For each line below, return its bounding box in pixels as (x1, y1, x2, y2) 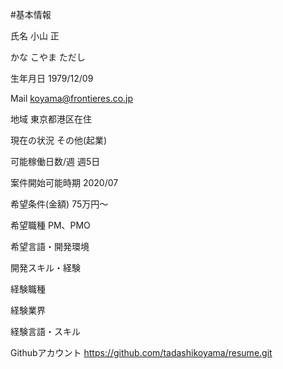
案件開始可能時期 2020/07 (10, 177, 119, 188)
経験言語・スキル (10, 326, 81, 337)
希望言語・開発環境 (10, 241, 90, 252)
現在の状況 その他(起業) (10, 134, 108, 146)
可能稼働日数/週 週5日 (10, 156, 101, 167)
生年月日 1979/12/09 (10, 73, 94, 84)
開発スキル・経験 (10, 262, 81, 273)
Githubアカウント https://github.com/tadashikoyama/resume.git (10, 347, 273, 358)
